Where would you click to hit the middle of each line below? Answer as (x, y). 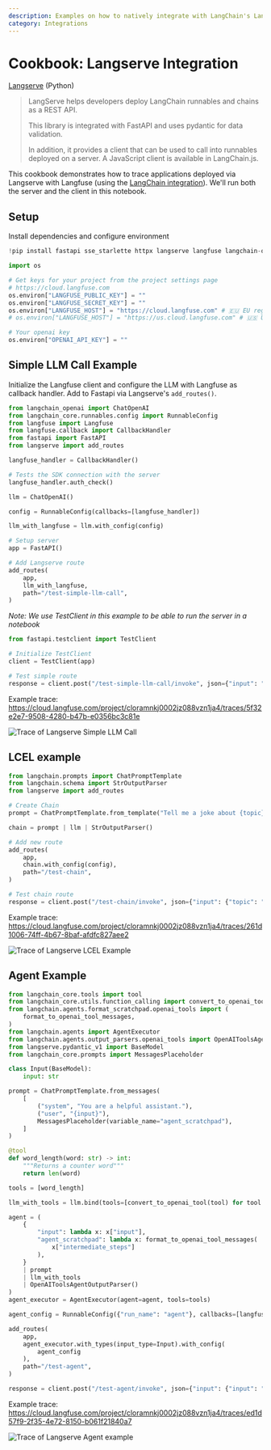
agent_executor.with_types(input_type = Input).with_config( (124, 1344)
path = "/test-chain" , (57, 873)
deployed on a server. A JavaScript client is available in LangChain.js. (143, 159)
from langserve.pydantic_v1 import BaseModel (86, 1047)
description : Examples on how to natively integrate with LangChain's (129, 16)
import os (25, 266)
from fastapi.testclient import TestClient (83, 640)
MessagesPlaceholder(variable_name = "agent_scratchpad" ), (135, 1121)
